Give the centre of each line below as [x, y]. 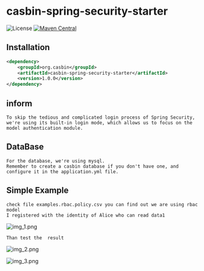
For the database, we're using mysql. [56, 161]
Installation [28, 47]
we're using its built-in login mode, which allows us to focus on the [99, 123]
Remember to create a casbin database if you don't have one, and [93, 166]
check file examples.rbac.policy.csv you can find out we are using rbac [102, 204]
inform [19, 103]
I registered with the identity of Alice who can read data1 [86, 215]
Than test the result [35, 238]
